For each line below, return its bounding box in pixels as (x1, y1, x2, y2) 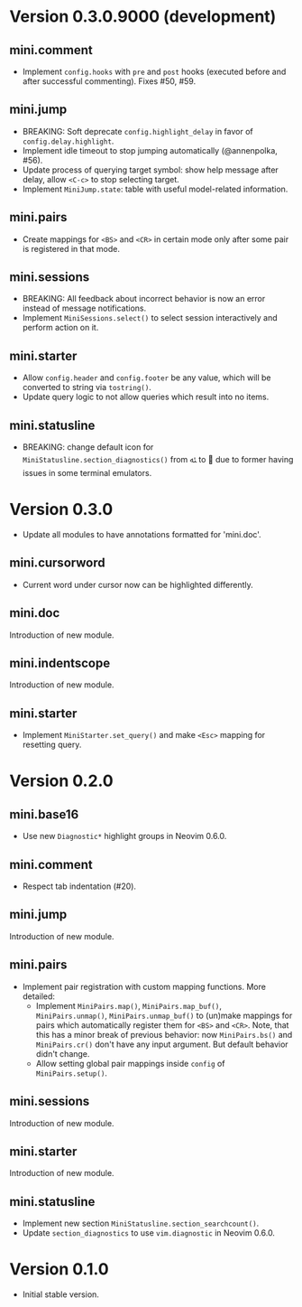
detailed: (22, 991, 56, 1002)
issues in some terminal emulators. (22, 468, 152, 479)
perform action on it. (22, 322, 99, 333)
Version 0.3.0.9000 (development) (9, 6, 277, 27)
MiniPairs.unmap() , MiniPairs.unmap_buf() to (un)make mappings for (35, 1010, 293, 1021)
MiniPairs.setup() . (35, 1068, 108, 1078)
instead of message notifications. (22, 303, 147, 313)
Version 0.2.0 (9, 770, 114, 791)
